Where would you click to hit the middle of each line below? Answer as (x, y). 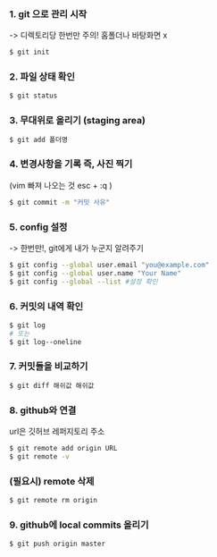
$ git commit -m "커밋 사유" (59, 202)
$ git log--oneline (46, 342)
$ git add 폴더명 (39, 139)
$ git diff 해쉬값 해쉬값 (52, 385)
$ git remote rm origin (54, 501)
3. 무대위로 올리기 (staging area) (77, 121)
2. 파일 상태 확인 (42, 77)
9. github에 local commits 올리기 (79, 525)
